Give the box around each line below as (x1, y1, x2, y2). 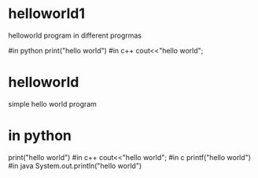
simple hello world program (8, 99, 97, 108)
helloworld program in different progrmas (8, 31, 142, 40)
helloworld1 (8, 5, 85, 23)
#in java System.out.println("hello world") (8, 161, 142, 170)
